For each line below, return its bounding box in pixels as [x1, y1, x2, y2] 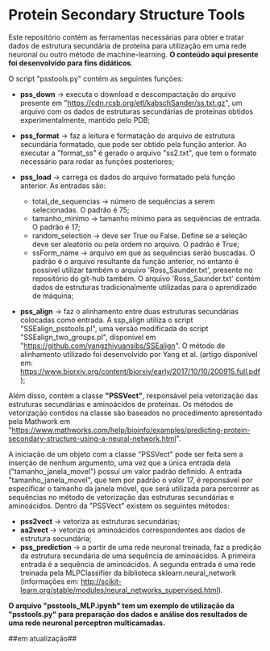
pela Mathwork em [8, 416, 71, 426]
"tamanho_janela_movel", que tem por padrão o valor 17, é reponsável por [8, 475, 253, 485]
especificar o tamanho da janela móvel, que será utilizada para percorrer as [8, 483, 260, 493]
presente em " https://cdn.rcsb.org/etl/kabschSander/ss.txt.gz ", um [19, 98, 243, 107]
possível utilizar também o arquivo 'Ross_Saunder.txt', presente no [31, 265, 253, 275]
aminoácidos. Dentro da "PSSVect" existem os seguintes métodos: [8, 501, 230, 510]
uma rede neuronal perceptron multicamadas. [8, 618, 166, 628]
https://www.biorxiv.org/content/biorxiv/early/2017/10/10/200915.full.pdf [19, 366, 260, 376]
